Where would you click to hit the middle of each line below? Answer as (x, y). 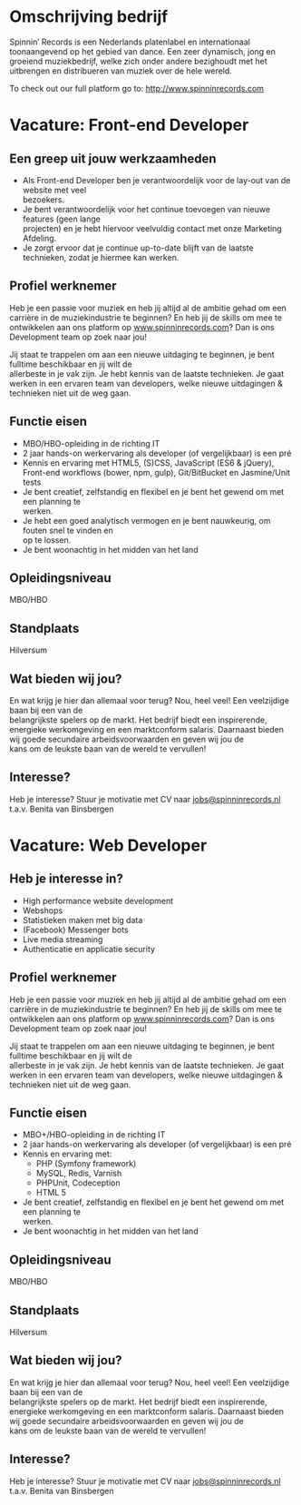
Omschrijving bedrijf (89, 17)
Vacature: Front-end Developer (129, 125)
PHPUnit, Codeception (78, 1183)
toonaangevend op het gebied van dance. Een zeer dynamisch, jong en (143, 51)
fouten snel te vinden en (68, 530)
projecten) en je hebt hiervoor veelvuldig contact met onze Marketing (152, 228)
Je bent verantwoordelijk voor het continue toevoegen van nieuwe (146, 209)
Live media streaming (63, 939)
